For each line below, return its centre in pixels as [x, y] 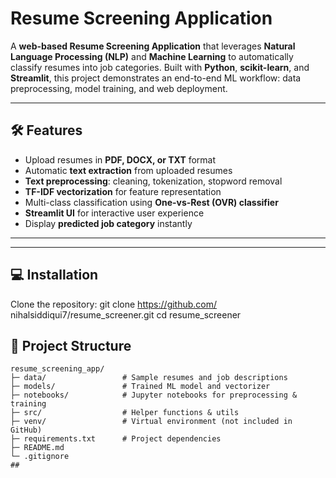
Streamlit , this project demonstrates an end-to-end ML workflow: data [156, 78]
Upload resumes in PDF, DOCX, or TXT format [120, 159]
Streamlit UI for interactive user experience [114, 213]
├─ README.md [37, 448]
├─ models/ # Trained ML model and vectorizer [140, 387]
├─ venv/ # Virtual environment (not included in [151, 422]
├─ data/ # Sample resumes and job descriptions [149, 378]
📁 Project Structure [71, 345]
